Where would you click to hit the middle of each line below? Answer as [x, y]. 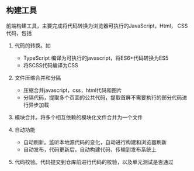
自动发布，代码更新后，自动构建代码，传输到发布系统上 [90, 149]
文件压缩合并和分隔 [38, 77]
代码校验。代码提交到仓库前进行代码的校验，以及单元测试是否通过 [94, 162]
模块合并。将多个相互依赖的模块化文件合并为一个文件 [79, 117]
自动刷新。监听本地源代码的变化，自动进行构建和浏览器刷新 [95, 142]
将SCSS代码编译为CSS [51, 65]
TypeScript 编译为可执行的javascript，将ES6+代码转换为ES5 [96, 58]
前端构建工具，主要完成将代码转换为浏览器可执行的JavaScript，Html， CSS [97, 26]
